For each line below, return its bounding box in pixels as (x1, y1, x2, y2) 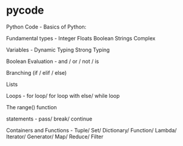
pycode (6, 4, 45, 17)
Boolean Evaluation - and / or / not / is (6, 58, 99, 65)
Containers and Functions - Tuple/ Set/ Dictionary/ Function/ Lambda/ (6, 126, 177, 134)
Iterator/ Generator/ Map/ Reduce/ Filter (6, 133, 104, 140)
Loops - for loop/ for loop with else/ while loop (6, 92, 120, 99)
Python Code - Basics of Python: (6, 23, 87, 30)
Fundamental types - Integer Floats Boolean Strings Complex (6, 34, 156, 42)
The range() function (6, 103, 58, 110)
